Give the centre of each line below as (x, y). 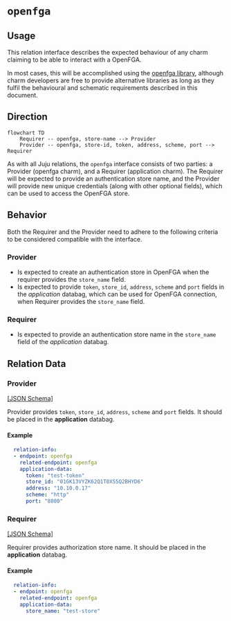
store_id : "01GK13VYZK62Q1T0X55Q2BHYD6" (84, 482)
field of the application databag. (63, 342)
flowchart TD (26, 133)
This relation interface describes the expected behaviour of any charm (108, 52)
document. (22, 95)
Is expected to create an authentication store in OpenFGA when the (113, 272)
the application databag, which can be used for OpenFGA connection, (117, 294)
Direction (28, 117)
